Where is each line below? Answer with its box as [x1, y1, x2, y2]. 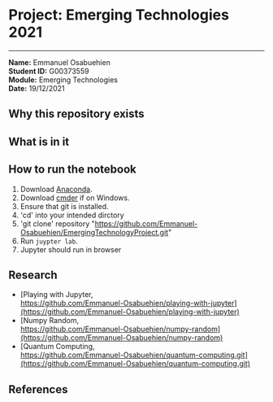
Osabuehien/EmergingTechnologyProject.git [19, 227, 169, 237]
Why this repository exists [8, 107, 145, 121]
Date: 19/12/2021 [8, 83, 65, 93]
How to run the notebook [8, 163, 136, 177]
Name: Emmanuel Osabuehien [8, 57, 111, 67]
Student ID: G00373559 [8, 66, 89, 76]
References [8, 382, 68, 396]
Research [8, 268, 58, 282]
